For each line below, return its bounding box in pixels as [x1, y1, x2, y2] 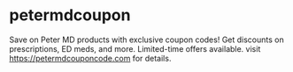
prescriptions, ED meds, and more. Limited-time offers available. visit [9, 43, 261, 54]
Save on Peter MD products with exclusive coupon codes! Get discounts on [9, 34, 285, 45]
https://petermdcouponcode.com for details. [9, 53, 172, 63]
